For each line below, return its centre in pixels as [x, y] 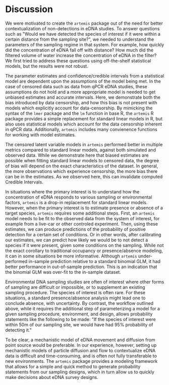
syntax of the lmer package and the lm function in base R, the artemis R [79, 113]
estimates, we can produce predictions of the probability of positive [76, 229]
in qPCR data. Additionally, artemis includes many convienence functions [81, 129]
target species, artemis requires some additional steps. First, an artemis [80, 213]
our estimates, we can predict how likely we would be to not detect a [77, 240]
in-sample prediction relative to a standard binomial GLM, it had [94, 261]
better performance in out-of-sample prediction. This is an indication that [81, 267]
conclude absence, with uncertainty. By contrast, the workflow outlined [79, 303]
